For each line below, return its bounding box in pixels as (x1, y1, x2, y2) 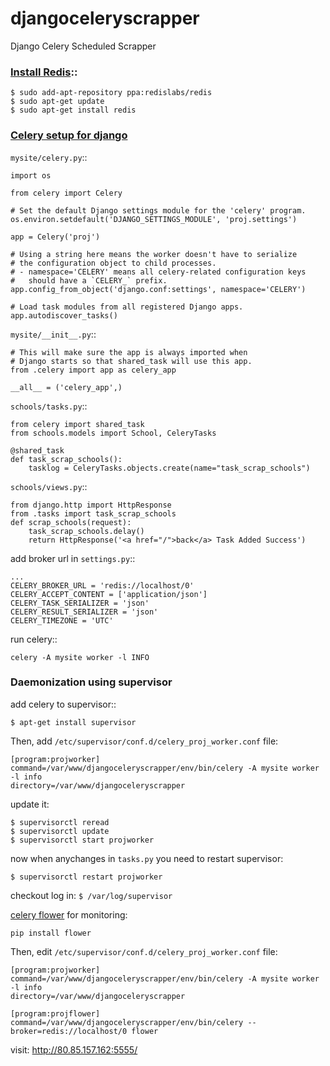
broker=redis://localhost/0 (10, 1026, 128, 1036)
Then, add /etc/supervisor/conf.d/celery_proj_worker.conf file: (10, 735, 279, 747)
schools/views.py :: (10, 480, 88, 492)
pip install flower (10, 928, 92, 938)
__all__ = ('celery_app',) (10, 382, 123, 392)
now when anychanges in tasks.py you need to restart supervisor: (10, 852, 284, 864)
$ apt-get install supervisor (10, 717, 137, 727)
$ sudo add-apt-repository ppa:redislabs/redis (10, 88, 213, 98)
